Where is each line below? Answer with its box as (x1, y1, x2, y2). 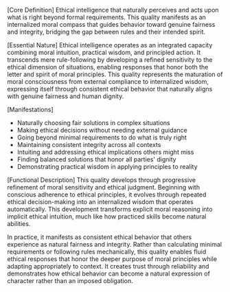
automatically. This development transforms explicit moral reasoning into (7, 205, 213, 213)
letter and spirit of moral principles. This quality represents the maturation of (7, 70, 223, 78)
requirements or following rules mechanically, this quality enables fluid (7, 247, 207, 256)
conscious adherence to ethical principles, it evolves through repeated (7, 190, 207, 199)
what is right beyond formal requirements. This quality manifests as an (7, 13, 206, 21)
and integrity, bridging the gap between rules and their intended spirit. (7, 27, 206, 36)
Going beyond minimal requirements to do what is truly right (16, 133, 187, 142)
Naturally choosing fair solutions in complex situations (16, 119, 170, 126)
